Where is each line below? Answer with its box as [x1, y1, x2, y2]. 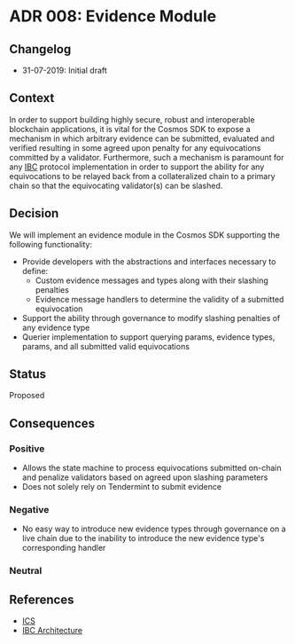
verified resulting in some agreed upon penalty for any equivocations [9, 142, 261, 153]
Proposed [9, 390, 45, 401]
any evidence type [21, 322, 90, 333]
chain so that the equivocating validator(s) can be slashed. [9, 180, 223, 191]
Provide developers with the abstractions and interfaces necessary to [21, 255, 276, 267]
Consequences [9, 415, 96, 431]
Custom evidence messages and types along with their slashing [35, 275, 268, 286]
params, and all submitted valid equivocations [21, 341, 190, 351]
